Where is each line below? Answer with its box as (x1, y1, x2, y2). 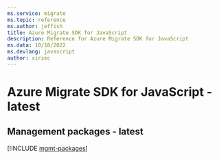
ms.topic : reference (7, 16, 67, 23)
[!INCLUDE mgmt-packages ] (7, 144, 88, 152)
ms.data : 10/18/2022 (7, 42, 67, 49)
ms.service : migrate (7, 10, 67, 17)
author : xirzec (7, 55, 51, 62)
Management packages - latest (7, 126, 144, 138)
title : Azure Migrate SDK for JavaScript (7, 29, 128, 36)
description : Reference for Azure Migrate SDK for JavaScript (7, 36, 189, 42)
